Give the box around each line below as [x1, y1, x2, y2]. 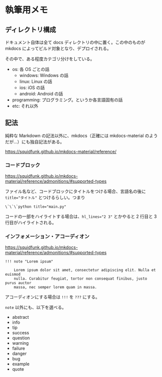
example [12, 361, 30, 367]
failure [12, 346, 25, 352]
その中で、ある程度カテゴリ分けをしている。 [5, 56, 95, 62]
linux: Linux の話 [19, 79, 52, 84]
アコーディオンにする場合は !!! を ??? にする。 [5, 294, 100, 300]
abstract [12, 314, 29, 320]
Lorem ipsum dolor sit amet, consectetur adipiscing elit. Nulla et [14, 268, 156, 273]
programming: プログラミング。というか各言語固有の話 [12, 97, 123, 103]
